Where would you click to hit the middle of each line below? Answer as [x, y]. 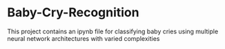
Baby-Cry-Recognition [73, 13]
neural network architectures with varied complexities [84, 38]
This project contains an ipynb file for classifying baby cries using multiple [113, 31]
